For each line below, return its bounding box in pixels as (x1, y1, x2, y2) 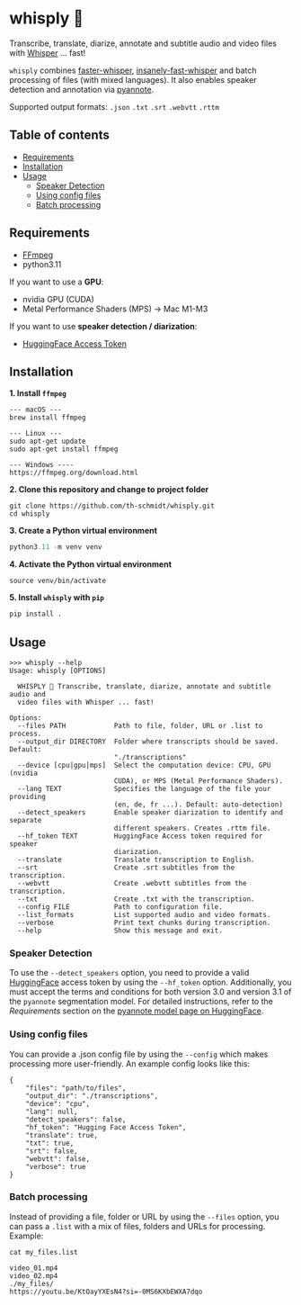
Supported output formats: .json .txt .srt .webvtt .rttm (9, 101, 220, 112)
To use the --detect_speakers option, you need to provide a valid (9, 967, 250, 978)
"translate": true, (25, 1130, 99, 1139)
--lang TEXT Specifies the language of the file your (17, 784, 271, 793)
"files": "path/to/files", (25, 1084, 127, 1093)
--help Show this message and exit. (17, 926, 223, 935)
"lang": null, (25, 1107, 78, 1116)
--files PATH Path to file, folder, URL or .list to (17, 721, 263, 730)
